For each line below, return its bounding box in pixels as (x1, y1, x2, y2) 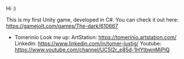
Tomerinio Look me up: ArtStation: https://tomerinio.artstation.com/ (14, 34, 177, 40)
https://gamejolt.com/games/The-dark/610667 (6, 23, 119, 29)
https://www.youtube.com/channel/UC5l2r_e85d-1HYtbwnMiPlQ (14, 46, 170, 53)
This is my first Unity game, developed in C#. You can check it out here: (6, 16, 179, 23)
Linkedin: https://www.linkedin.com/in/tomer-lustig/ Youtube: (14, 40, 162, 47)
